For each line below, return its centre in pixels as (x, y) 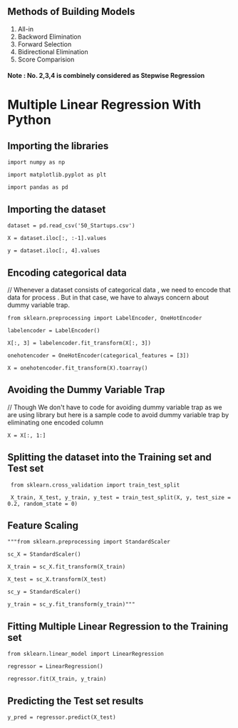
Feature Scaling (43, 525)
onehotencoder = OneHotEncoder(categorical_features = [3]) (99, 356)
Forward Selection (45, 44)
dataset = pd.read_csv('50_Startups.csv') (71, 226)
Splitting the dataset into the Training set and (110, 458)
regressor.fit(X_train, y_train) (57, 679)
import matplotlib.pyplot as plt (57, 175)
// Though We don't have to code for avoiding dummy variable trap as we (115, 407)
